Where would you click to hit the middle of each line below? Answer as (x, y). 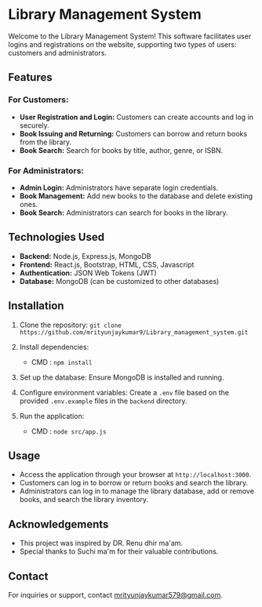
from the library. (45, 142)
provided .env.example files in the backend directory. (103, 401)
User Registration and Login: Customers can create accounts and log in (136, 117)
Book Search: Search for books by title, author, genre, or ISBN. (121, 150)
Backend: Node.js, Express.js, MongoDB (85, 256)
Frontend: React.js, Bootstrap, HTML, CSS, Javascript (107, 264)
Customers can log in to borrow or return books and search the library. (134, 483)
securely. (34, 125)
